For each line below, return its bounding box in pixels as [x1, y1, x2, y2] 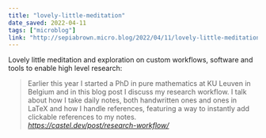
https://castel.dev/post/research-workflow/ [27, 121, 169, 130]
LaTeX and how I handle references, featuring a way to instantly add [27, 104, 250, 114]
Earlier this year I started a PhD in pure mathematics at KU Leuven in [27, 79, 251, 88]
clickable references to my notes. [27, 112, 137, 122]
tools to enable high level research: [8, 64, 123, 73]
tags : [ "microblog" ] [8, 26, 77, 34]
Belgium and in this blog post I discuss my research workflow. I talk [27, 88, 247, 97]
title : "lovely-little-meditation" [8, 11, 126, 20]
